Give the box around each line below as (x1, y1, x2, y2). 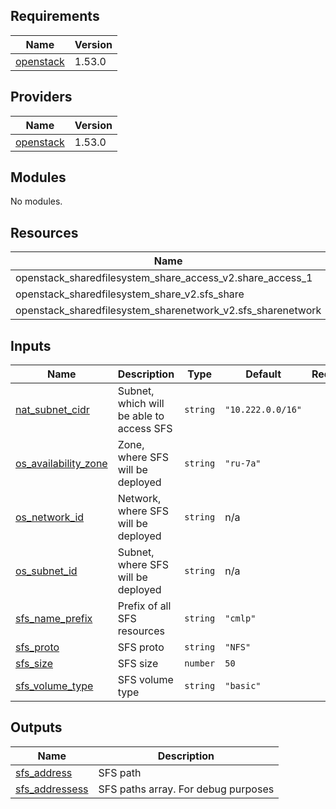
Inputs (10, 337, 52, 354)
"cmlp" (224, 613, 257, 624)
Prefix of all (117, 599, 172, 613)
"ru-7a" (224, 458, 262, 469)
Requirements (10, 8, 100, 25)
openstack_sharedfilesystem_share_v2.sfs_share (15, 287, 245, 301)
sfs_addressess (15, 782, 89, 796)
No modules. (10, 195, 63, 208)
